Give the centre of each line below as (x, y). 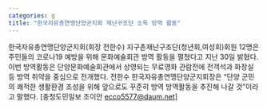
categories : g (32, 16)
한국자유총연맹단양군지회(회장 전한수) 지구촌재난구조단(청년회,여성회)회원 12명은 (134, 47)
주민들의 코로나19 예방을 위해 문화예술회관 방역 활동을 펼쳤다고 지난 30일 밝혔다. (133, 56)
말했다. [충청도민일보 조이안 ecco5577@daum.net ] (97, 96)
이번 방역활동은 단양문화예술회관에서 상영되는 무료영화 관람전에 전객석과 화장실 (131, 66)
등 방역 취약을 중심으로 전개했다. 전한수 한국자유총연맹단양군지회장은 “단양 (124, 76)
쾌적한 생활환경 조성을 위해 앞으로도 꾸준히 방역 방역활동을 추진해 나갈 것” (131, 86)
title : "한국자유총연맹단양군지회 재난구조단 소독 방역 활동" (95, 23)
